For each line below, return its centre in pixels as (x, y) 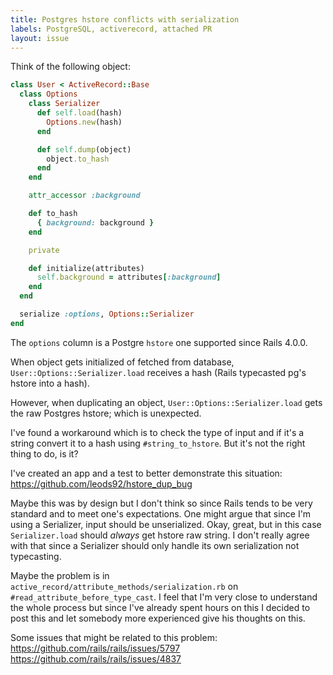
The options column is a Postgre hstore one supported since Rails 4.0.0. (159, 342)
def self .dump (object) (84, 149)
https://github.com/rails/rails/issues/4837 (96, 658)
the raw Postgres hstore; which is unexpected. (106, 413)
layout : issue (40, 38)
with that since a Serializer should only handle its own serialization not (155, 545)
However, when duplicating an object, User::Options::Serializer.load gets (166, 402)
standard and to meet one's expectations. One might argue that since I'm (161, 513)
